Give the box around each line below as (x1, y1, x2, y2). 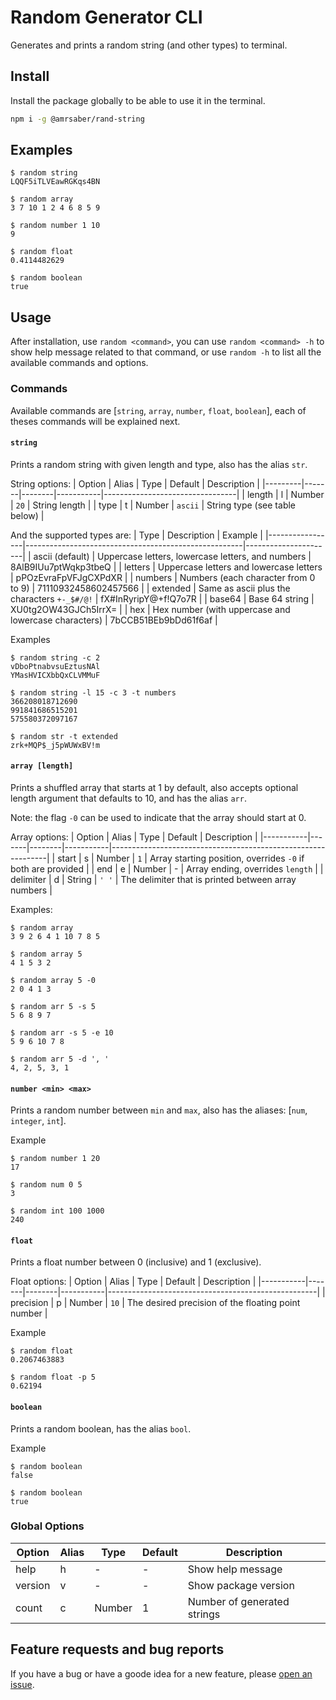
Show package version (187, 1578, 295, 1592)
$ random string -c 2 (10, 652, 101, 663)
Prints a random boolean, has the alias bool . (10, 1422, 192, 1435)
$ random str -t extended (10, 731, 118, 741)
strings (187, 1607, 221, 1621)
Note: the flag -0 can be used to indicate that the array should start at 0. (10, 811, 307, 823)
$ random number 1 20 (10, 1154, 101, 1164)
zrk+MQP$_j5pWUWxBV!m (10, 740, 101, 750)
